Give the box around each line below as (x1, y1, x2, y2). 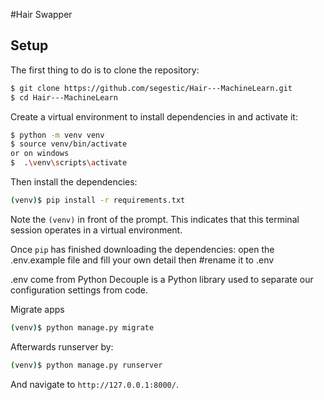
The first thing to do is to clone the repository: (10, 64, 200, 76)
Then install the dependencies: (10, 176, 138, 188)
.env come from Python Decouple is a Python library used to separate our (10, 273, 314, 285)
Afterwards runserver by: (10, 340, 114, 353)
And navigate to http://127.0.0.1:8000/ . (10, 378, 179, 390)
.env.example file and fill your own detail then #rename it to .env (10, 254, 275, 266)
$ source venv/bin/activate (10, 139, 128, 149)
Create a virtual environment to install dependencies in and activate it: (10, 110, 298, 123)
